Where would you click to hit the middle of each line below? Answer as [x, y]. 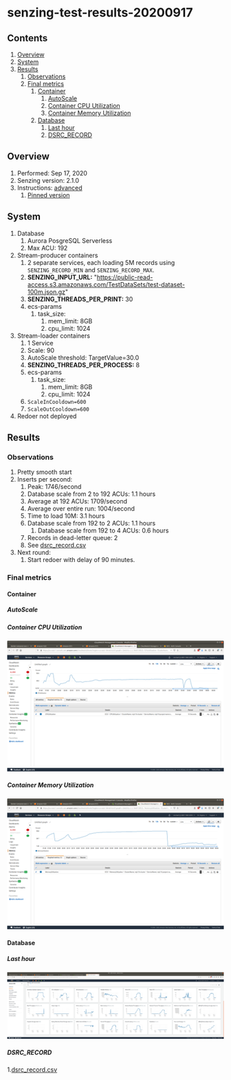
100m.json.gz [46, 292]
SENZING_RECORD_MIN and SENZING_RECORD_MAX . [91, 270]
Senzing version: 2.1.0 [48, 180]
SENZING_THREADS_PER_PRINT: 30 [80, 299]
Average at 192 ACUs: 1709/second [77, 501]
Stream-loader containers [54, 336]
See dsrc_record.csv [57, 546]
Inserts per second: [45, 479]
